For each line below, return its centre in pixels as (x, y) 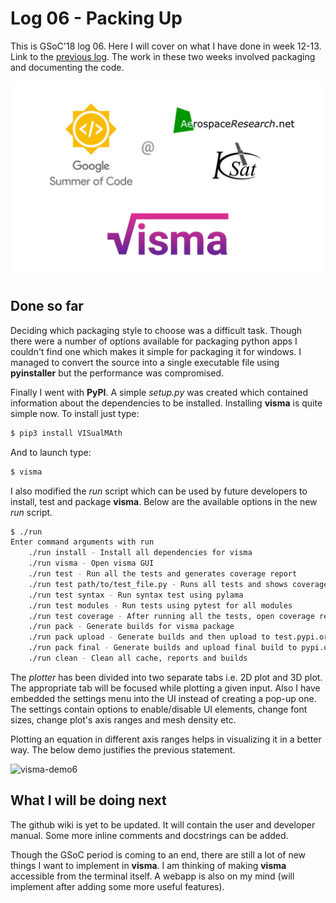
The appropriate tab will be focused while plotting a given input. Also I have (165, 688)
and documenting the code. (67, 67)
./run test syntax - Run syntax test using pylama (136, 595)
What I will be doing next (88, 800)
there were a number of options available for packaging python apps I (154, 341)
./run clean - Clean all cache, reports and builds (138, 658)
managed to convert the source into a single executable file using (145, 362)
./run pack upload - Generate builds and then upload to (149, 637)
